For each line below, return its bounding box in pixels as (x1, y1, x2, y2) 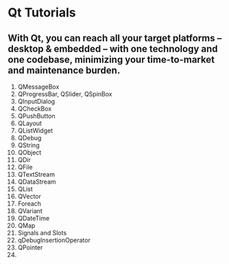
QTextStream (17, 170, 56, 178)
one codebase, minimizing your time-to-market (8, 54, 215, 65)
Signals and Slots (17, 229, 67, 236)
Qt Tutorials (8, 5, 76, 21)
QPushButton (17, 112, 56, 120)
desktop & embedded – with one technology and (8, 43, 218, 54)
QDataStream (17, 177, 57, 186)
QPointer (17, 243, 43, 252)
